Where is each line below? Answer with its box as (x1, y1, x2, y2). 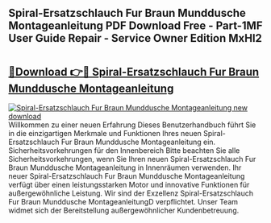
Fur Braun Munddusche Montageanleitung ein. (60, 137, 216, 147)
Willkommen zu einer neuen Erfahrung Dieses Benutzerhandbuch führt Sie (8, 120, 256, 130)
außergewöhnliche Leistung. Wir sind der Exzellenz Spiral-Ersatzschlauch (8, 188, 254, 198)
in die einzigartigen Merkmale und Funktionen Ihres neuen (8, 129, 202, 138)
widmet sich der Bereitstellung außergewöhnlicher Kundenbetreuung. (8, 205, 240, 215)
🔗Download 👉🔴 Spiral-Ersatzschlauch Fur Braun (8, 64, 260, 79)
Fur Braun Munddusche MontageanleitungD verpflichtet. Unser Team (8, 197, 239, 206)
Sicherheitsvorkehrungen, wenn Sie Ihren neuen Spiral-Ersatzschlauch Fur (8, 155, 256, 163)
